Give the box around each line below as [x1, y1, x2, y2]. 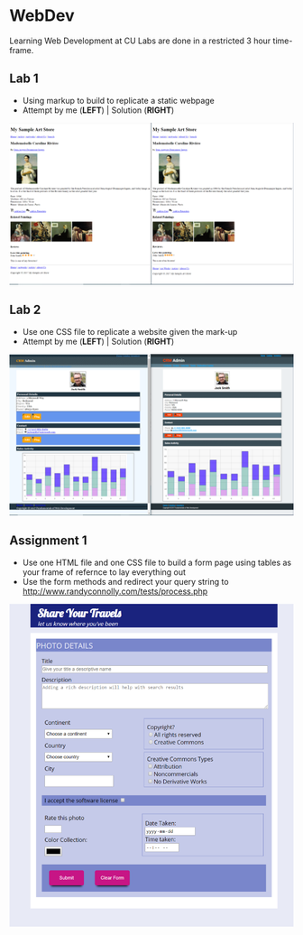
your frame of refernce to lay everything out [22, 566, 187, 578]
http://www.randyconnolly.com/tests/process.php [22, 586, 208, 597]
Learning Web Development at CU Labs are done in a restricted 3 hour [9, 35, 271, 46]
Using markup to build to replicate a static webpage [22, 95, 215, 106]
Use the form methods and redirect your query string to [22, 576, 229, 587]
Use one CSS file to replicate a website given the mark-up [22, 326, 238, 337]
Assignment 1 [9, 533, 87, 549]
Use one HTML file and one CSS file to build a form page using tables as [22, 557, 291, 568]
